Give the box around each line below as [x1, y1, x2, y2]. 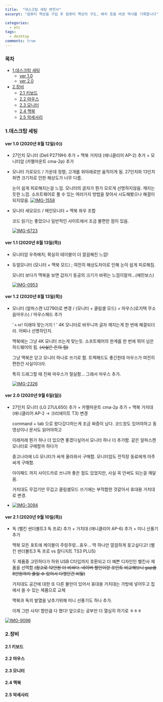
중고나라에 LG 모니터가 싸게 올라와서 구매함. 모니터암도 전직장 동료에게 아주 [12, 453, 156, 459]
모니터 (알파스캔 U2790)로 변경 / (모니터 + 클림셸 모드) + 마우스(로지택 [12, 305, 147, 311]
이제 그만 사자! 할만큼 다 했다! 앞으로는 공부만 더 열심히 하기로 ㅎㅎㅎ [12, 608, 142, 614]
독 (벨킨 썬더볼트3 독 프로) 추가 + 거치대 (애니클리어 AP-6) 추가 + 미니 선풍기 [12, 526, 159, 532]
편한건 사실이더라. [12, 361, 46, 367]
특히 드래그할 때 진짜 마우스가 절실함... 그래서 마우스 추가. [12, 371, 121, 377]
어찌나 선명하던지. [18, 328, 53, 333]
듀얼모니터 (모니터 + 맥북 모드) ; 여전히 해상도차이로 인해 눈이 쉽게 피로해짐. [12, 261, 156, 268]
